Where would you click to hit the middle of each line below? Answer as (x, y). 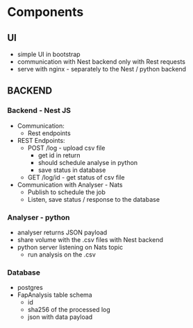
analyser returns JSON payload (62, 232)
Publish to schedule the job (67, 192)
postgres (30, 288)
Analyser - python (39, 217)
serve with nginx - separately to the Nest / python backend (101, 69)
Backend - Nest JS (39, 110)
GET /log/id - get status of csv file (76, 177)
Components (45, 12)
